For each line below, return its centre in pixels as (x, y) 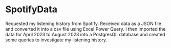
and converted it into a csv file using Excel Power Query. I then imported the (85, 29)
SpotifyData (31, 9)
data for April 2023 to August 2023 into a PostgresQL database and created (85, 34)
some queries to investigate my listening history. (56, 40)
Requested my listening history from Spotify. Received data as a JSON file (83, 23)
